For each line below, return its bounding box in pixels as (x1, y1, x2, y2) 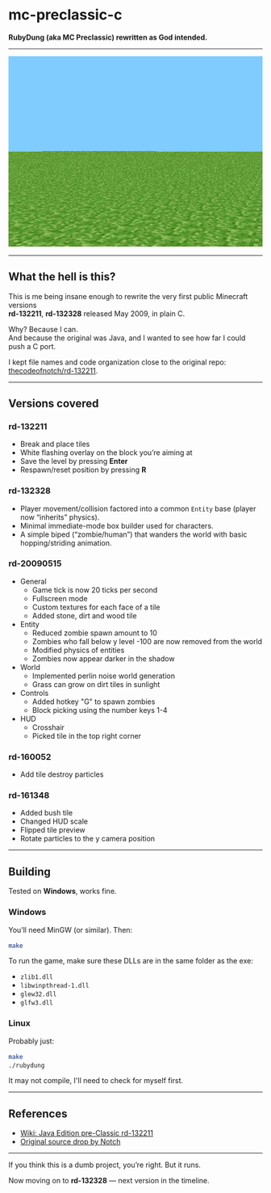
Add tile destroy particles (19, 769, 104, 779)
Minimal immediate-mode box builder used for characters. (19, 521, 214, 530)
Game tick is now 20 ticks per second (31, 584, 158, 595)
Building (8, 865, 51, 879)
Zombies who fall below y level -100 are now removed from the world (31, 636, 263, 646)
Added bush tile (19, 808, 73, 818)
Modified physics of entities (31, 645, 125, 655)
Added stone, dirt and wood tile (31, 610, 137, 620)
